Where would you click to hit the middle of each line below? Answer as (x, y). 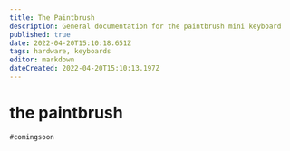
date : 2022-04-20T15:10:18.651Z (70, 43)
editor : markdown (42, 60)
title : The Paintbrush (52, 18)
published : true (40, 34)
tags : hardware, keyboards (60, 52)
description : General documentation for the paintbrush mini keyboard (145, 26)
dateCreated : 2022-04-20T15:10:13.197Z (85, 69)
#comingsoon (32, 137)
